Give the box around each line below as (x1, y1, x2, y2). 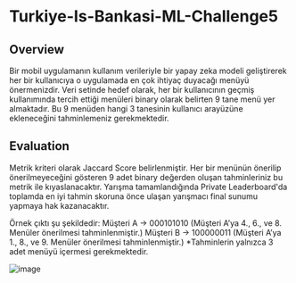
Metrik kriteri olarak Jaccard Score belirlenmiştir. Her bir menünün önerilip (9, 162, 282, 173)
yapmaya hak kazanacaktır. (9, 200, 110, 211)
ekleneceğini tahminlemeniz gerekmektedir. (9, 113, 169, 123)
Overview (9, 42, 65, 57)
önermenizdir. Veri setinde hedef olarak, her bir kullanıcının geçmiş (9, 85, 255, 95)
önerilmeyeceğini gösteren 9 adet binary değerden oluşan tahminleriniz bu (9, 171, 284, 182)
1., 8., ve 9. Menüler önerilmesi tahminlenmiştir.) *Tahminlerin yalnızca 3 (9, 237, 274, 247)
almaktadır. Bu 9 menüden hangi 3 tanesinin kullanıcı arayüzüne (9, 104, 243, 113)
